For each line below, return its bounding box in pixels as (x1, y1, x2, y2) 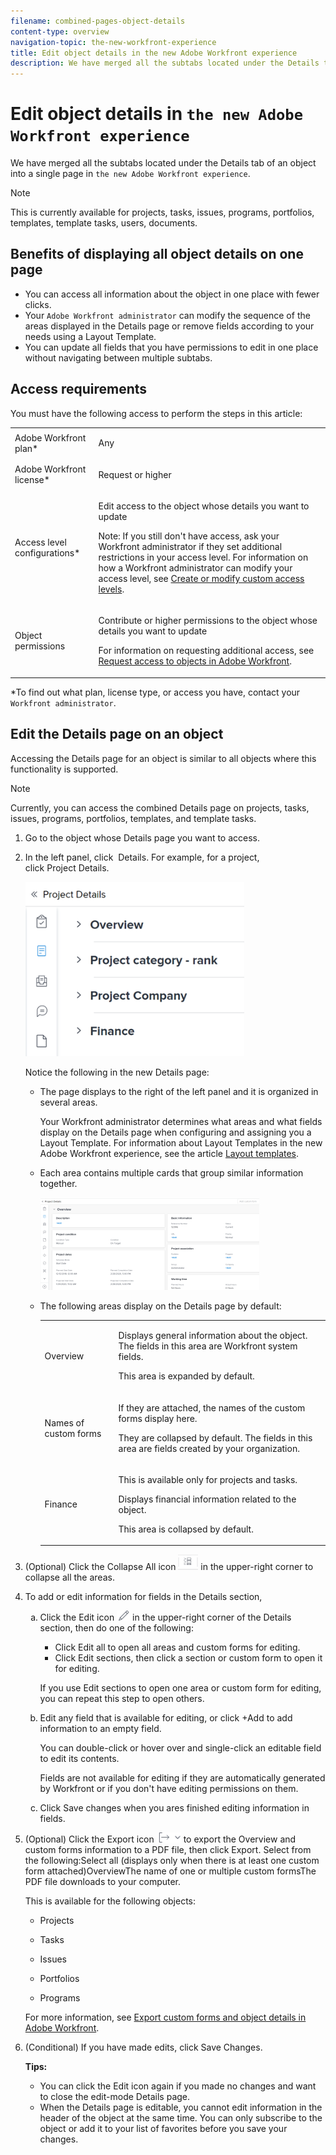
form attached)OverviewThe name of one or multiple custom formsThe (24, 1865, 317, 1877)
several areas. (39, 1096, 98, 1108)
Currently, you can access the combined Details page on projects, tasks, (10, 801, 310, 814)
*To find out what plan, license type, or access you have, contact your (10, 686, 301, 698)
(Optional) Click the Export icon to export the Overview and (24, 1833, 297, 1845)
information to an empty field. (39, 1723, 162, 1735)
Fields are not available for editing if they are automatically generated (39, 1772, 326, 1784)
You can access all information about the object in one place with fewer (24, 288, 320, 300)
